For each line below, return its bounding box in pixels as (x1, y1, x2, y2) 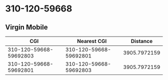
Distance (130, 38, 153, 44)
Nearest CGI (77, 38, 107, 44)
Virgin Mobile (5, 23, 48, 31)
